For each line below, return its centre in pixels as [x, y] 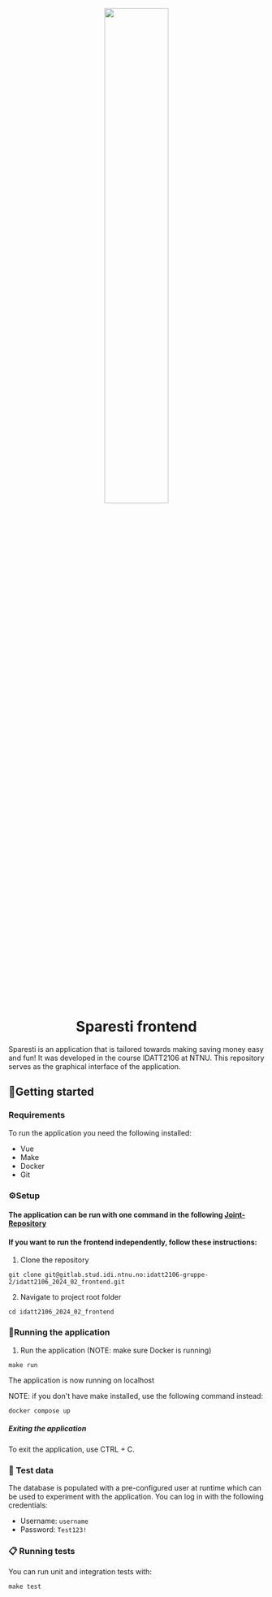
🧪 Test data [31, 1470]
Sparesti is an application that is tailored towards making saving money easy [136, 1049]
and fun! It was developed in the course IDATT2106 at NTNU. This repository [136, 1058]
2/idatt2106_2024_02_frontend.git [67, 1282]
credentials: [28, 1505]
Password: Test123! [53, 1529]
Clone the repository [54, 1260]
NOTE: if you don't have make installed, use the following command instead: [136, 1396]
